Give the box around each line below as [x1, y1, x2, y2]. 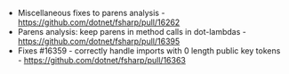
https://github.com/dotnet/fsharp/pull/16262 [17, 17, 181, 28]
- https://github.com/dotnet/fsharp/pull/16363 [17, 55, 187, 65]
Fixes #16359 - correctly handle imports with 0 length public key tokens [17, 45, 281, 56]
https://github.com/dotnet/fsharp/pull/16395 [17, 36, 181, 46]
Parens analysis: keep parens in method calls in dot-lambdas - [17, 27, 246, 37]
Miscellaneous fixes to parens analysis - [17, 8, 165, 18]
